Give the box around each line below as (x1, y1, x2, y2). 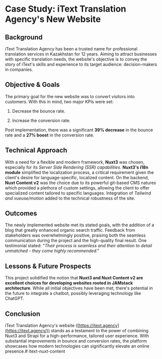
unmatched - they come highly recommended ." (5, 248, 100, 254)
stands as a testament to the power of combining (50, 328, 149, 334)
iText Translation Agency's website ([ (5, 323, 79, 328)
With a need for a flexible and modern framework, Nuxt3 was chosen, (5, 159, 145, 165)
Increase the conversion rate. (12, 118, 71, 123)
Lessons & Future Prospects (5, 262, 91, 270)
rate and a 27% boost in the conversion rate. (5, 132, 94, 138)
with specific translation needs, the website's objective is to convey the (5, 56, 147, 62)
